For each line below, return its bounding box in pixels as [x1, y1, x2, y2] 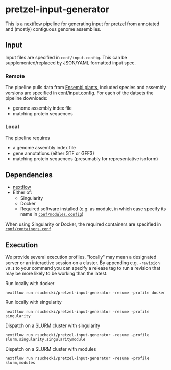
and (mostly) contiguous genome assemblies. [5, 26, 102, 32]
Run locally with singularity [5, 299, 62, 305]
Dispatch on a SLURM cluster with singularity [5, 322, 101, 329]
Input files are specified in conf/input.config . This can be [5, 54, 127, 60]
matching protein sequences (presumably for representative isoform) [12, 156, 158, 162]
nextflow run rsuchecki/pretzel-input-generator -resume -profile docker [5, 290, 166, 295]
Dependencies [5, 170, 53, 179]
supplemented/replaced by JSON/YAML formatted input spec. [5, 60, 136, 66]
